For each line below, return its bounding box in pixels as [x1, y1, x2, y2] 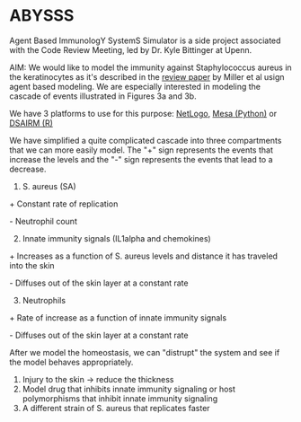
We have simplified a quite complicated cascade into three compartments [9, 135, 282, 145]
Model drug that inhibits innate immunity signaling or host [22, 383, 236, 394]
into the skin [9, 259, 56, 270]
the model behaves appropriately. [9, 356, 134, 367]
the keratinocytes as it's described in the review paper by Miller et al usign [9, 71, 285, 82]
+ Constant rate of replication [9, 198, 119, 209]
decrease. [9, 163, 47, 174]
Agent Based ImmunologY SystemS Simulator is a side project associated [9, 35, 281, 46]
